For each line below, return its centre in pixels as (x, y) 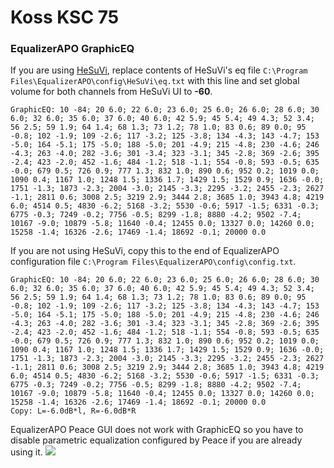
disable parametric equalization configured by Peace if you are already (156, 440)
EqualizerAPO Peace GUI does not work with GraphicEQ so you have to (157, 430)
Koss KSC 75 (65, 17)
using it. (26, 452)
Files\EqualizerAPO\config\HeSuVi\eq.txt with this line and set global (155, 81)
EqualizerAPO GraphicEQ (72, 49)
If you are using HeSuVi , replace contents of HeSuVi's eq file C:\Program (159, 70)
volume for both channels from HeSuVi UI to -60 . (111, 92)
